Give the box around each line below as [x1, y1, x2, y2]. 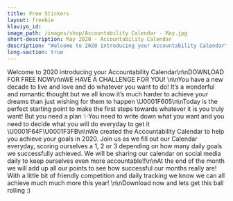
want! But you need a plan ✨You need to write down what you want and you [7, 112, 225, 120]
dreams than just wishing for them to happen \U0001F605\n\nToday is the [7, 97, 218, 105]
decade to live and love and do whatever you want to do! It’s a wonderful [7, 82, 215, 91]
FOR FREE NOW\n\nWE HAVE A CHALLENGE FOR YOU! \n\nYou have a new [7, 75, 223, 83]
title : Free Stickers [7, 10, 70, 17]
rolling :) [7, 186, 31, 194]
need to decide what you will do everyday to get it [7, 119, 150, 128]
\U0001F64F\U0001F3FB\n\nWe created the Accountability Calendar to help [7, 127, 225, 135]
